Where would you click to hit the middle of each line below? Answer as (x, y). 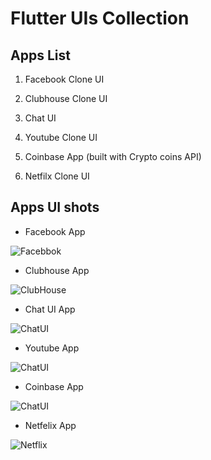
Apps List (40, 55)
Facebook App (55, 231)
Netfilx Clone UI (57, 176)
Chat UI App (50, 309)
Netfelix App (50, 425)
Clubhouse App (57, 270)
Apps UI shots (55, 207)
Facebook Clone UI (64, 79)
